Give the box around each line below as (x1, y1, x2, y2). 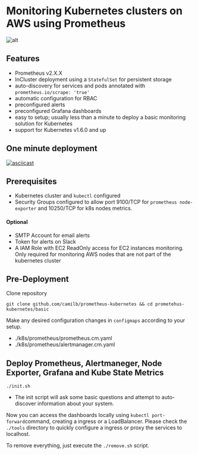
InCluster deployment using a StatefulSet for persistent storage (14, 75, 172, 83)
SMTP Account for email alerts (14, 232, 90, 239)
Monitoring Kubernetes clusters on (6, 4, 183, 18)
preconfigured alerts (14, 101, 65, 108)
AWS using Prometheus (6, 17, 126, 30)
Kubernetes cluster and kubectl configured (14, 192, 121, 200)
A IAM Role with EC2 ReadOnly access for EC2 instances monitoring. (14, 244, 184, 251)
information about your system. (37, 400, 114, 407)
